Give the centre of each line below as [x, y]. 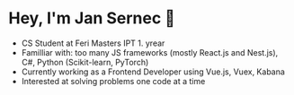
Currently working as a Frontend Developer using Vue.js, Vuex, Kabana [153, 72]
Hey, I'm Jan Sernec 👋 [92, 18]
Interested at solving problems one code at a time [113, 81]
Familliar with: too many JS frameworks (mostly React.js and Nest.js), [150, 52]
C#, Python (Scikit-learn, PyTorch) [85, 62]
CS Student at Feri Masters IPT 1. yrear [93, 43]
